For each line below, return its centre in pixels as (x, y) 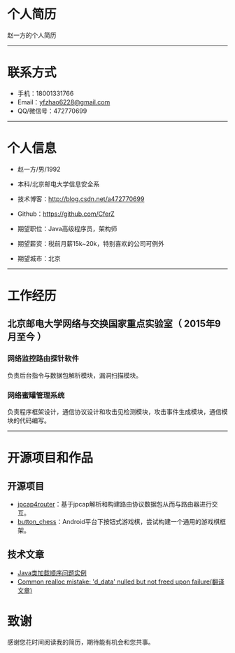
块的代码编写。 (29, 420)
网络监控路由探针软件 (43, 359)
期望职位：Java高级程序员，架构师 (67, 228)
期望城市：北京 (39, 258)
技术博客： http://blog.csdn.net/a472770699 (81, 199)
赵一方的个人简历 (32, 35)
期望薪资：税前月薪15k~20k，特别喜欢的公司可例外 (91, 243)
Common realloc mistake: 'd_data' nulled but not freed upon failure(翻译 (121, 582)
